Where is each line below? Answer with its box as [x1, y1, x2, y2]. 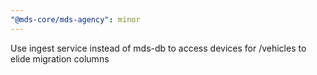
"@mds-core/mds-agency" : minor [10, 14, 141, 25]
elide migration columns [10, 52, 110, 65]
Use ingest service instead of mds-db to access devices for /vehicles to [10, 42, 307, 54]
